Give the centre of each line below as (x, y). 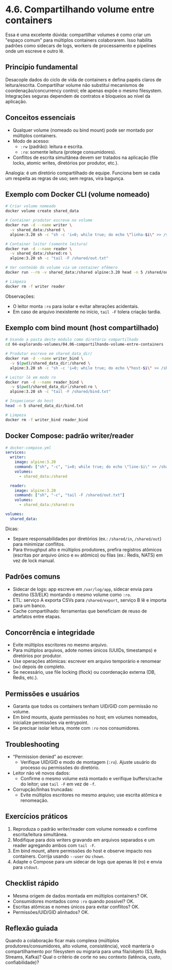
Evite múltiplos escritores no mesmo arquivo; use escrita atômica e (91, 795)
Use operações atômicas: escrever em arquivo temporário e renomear (87, 661)
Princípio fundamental (42, 67)
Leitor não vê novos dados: (41, 773)
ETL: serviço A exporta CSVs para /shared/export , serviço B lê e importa (90, 600)
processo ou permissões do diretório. (60, 768)
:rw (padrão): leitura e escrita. (52, 146)
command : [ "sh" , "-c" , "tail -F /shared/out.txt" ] (70, 495)
